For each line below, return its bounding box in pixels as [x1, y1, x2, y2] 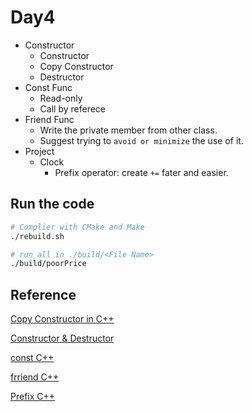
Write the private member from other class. [39, 124, 218, 136]
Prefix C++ [10, 391, 56, 403]
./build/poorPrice [10, 259, 87, 269]
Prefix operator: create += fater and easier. [54, 166, 229, 178]
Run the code [10, 196, 95, 213]
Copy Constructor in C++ [10, 313, 115, 325]
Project [24, 145, 55, 157]
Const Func [24, 81, 73, 93]
